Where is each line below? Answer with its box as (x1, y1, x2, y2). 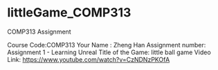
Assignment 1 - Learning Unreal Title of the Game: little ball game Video (7, 48, 211, 56)
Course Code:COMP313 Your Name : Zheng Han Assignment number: (7, 40, 206, 49)
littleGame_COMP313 (7, 5, 131, 21)
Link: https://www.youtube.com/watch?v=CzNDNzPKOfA (7, 55, 170, 63)
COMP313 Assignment (7, 27, 71, 36)
